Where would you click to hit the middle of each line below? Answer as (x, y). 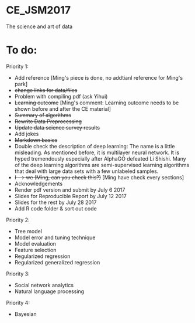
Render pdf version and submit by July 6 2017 (70, 190)
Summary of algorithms (43, 115)
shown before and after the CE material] (62, 108)
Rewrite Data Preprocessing (48, 121)
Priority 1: (18, 66)
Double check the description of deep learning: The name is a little (95, 146)
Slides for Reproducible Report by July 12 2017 (71, 196)
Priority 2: (18, 220)
